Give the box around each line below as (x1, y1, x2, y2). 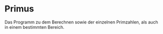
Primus (4, 3, 34, 14)
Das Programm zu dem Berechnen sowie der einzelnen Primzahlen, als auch (4, 19, 158, 25)
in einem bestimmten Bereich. (4, 24, 64, 30)
